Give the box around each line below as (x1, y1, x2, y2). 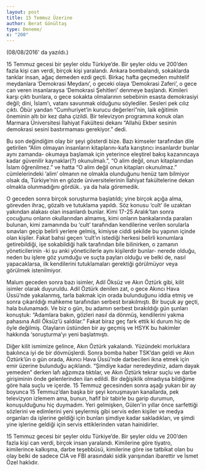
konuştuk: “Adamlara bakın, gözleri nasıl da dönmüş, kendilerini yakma (6, 311, 185, 319)
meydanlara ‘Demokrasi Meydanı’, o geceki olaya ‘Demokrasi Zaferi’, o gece (6, 80, 197, 88)
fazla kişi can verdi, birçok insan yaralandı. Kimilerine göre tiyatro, (6, 439, 173, 446)
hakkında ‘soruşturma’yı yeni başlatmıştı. (6, 331, 109, 338)
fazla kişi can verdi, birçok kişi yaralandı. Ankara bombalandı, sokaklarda (6, 67, 190, 74)
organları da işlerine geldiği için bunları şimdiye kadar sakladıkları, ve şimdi (6, 415, 195, 422)
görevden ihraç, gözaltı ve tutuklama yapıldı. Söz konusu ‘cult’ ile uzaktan (6, 202, 191, 209)
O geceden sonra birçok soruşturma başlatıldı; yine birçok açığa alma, (6, 195, 183, 202)
